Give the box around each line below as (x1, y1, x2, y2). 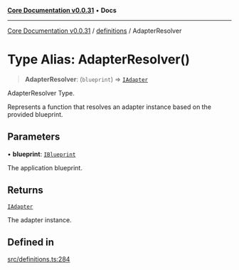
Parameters (7, 131, 60, 143)
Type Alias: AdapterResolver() (7, 51, 191, 68)
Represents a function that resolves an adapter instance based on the (7, 103, 212, 111)
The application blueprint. (7, 163, 83, 172)
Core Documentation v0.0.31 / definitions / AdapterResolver (7, 26, 182, 35)
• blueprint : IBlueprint (7, 150, 76, 158)
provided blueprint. (7, 110, 63, 118)
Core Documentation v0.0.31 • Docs (7, 6, 117, 14)
